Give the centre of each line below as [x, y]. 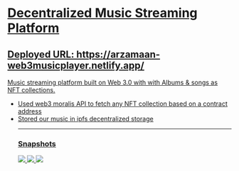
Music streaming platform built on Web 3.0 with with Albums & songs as [113, 82]
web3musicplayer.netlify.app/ [76, 65]
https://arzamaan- [118, 54]
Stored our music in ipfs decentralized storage [86, 119]
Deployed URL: [41, 54]
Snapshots [37, 143]
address [30, 111]
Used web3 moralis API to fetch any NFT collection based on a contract [122, 104]
